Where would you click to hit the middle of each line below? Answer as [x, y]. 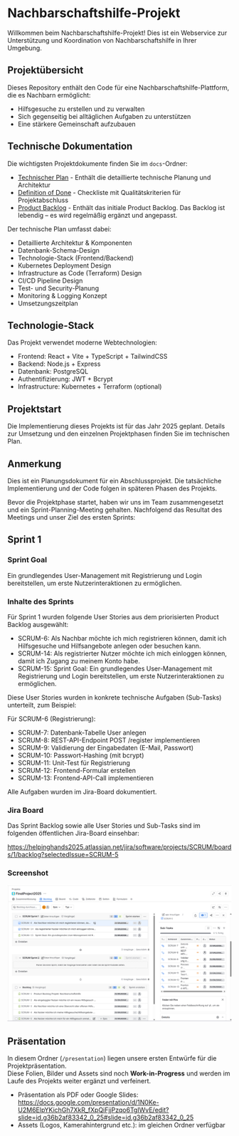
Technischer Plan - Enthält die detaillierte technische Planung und [114, 177]
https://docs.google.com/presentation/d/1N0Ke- [88, 1103]
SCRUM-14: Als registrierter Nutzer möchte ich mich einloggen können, [122, 653]
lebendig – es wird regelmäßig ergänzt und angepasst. [97, 215]
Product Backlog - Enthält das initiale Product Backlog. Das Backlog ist [121, 207]
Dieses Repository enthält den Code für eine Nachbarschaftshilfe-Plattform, [118, 88]
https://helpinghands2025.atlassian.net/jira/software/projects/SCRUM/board [119, 847]
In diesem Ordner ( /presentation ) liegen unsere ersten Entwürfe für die [112, 1058]
